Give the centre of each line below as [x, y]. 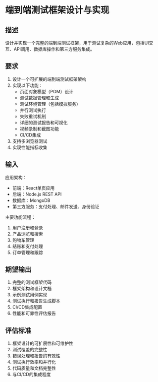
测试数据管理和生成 [39, 98]
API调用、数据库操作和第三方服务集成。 [54, 49]
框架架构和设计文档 [32, 289]
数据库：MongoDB [31, 200]
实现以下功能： [27, 85]
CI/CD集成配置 [27, 307]
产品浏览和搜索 [27, 234]
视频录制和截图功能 [39, 128]
